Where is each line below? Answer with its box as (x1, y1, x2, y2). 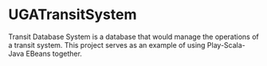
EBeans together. (26, 49, 82, 58)
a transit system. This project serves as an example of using (8, 40, 206, 49)
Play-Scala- (206, 40, 245, 49)
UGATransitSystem (8, 6, 137, 24)
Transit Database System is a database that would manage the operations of (8, 32, 259, 41)
